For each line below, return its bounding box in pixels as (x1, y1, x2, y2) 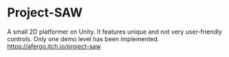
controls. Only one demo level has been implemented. (7, 34, 160, 43)
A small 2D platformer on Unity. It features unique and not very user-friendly (7, 27, 223, 36)
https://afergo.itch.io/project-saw (7, 42, 101, 50)
